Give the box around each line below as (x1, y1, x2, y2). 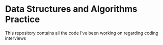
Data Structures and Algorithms (5, 3, 137, 15)
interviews (5, 35, 26, 41)
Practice (5, 14, 40, 25)
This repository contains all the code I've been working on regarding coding (5, 30, 159, 36)
